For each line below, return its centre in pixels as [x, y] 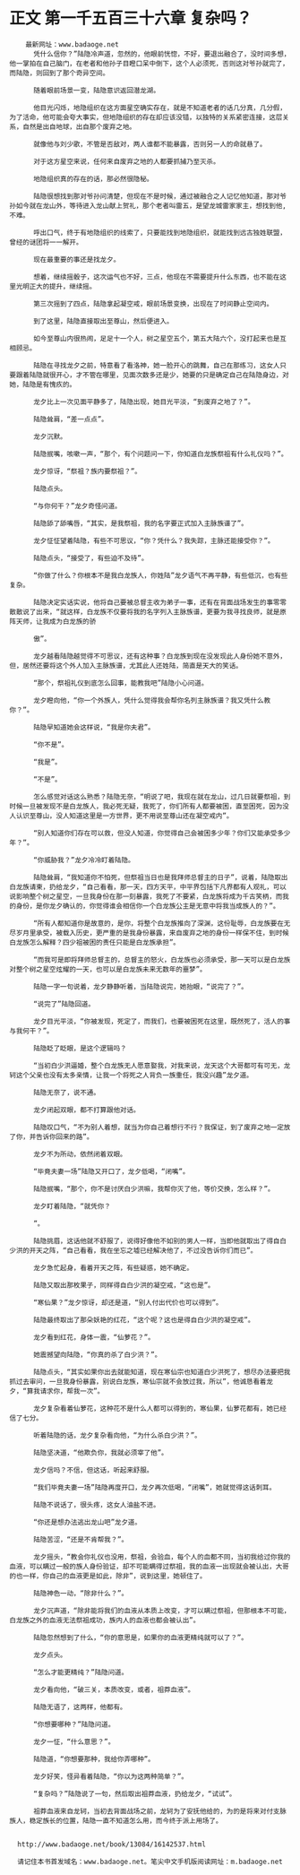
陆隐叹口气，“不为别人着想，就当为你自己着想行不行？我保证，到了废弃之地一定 [159, 1127]
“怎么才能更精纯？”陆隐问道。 [80, 1672]
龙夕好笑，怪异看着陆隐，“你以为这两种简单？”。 [110, 1776]
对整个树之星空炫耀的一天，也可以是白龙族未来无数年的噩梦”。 [108, 969]
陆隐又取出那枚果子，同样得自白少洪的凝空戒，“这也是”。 [124, 1285]
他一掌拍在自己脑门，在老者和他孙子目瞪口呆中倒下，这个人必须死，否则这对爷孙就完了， [149, 64]
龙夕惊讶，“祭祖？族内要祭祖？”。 [87, 471]
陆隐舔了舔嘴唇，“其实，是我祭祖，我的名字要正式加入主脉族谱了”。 [140, 523]
